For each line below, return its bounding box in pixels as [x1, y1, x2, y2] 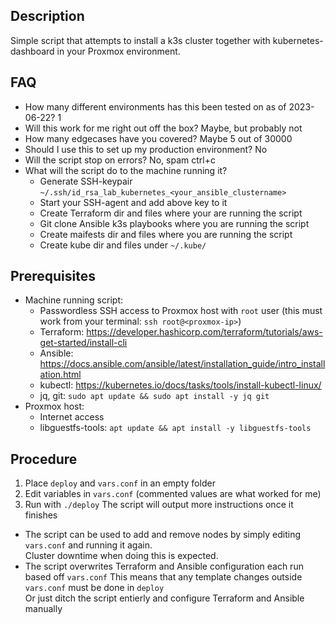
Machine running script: [24, 294, 123, 306]
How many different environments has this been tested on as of [24, 100, 287, 113]
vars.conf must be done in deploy [24, 582, 165, 594]
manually [24, 603, 63, 615]
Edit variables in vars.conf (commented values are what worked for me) [24, 488, 322, 500]
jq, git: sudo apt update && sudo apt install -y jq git [39, 390, 270, 402]
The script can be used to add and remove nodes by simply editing [24, 529, 302, 541]
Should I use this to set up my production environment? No [24, 143, 268, 155]
